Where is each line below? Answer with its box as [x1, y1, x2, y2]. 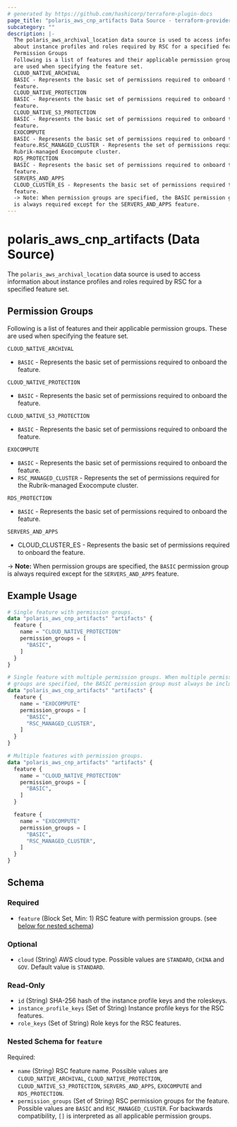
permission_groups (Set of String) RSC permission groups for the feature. [17, 1097, 230, 1105]
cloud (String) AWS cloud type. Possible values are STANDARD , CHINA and [17, 955, 224, 964]
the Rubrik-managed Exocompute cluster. [17, 481, 139, 489]
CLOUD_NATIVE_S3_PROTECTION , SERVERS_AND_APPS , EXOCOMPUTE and [17, 1081, 202, 1090]
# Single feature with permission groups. [7, 609, 134, 616]
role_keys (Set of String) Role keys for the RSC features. [17, 1019, 181, 1027]
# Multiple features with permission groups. [7, 752, 143, 760]
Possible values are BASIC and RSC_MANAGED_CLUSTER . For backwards [17, 1104, 213, 1112]
